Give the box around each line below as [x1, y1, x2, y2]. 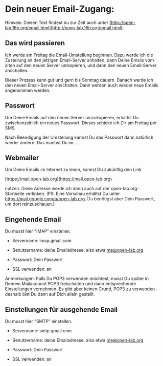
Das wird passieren [5, 39, 65, 47]
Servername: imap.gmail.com [12, 238, 72, 244]
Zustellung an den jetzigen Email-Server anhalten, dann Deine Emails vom [5, 57, 154, 63]
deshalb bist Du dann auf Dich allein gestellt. [5, 291, 95, 297]
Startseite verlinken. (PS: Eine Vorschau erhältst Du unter [5, 191, 120, 196]
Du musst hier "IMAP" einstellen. [5, 228, 71, 234]
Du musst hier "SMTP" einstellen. [5, 319, 72, 324]
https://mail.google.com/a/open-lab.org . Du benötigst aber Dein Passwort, [5, 196, 155, 202]
